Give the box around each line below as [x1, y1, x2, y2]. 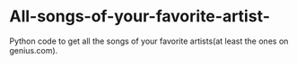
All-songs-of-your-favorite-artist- [9, 6, 271, 27]
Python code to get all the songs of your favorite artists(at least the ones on [9, 36, 289, 46]
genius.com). [9, 45, 58, 55]
